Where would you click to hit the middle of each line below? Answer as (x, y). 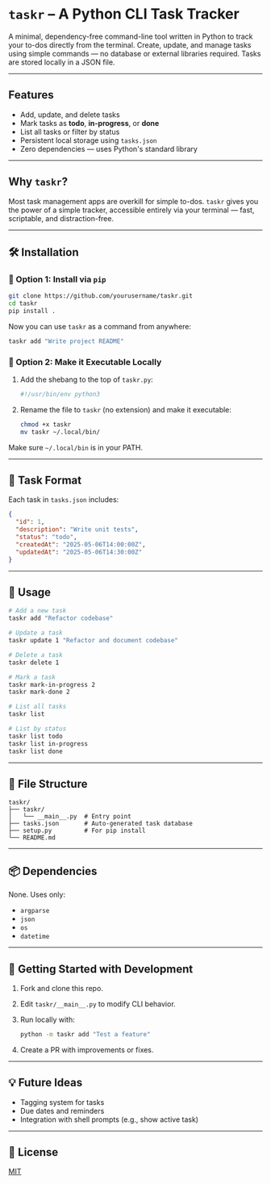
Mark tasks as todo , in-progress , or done (90, 123)
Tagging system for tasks (62, 1102)
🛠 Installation (44, 252)
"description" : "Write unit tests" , (77, 529)
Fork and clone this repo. (61, 988)
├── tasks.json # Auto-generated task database (101, 824)
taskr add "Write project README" (67, 341)
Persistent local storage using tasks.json (88, 140)
